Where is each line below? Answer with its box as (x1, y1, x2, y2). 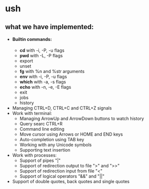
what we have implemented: (5, 23, 94, 31)
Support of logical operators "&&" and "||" (19, 173, 105, 179)
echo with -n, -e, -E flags (19, 84, 72, 90)
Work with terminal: (12, 110, 52, 116)
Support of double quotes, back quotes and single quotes (12, 178, 130, 184)
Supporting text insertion (19, 147, 71, 153)
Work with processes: (12, 152, 57, 158)
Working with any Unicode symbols (19, 142, 92, 148)
